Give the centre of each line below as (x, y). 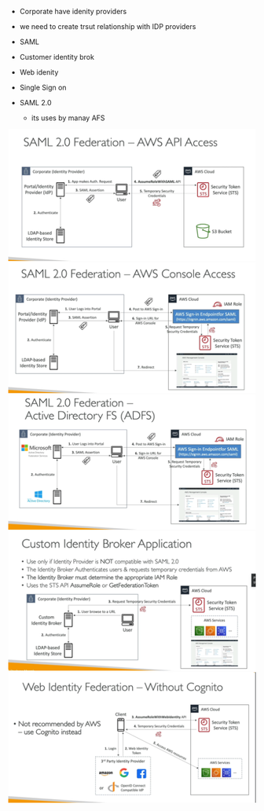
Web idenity (39, 72)
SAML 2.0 (35, 103)
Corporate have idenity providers (73, 11)
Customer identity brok (57, 57)
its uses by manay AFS (68, 118)
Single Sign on (43, 87)
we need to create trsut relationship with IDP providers (108, 26)
